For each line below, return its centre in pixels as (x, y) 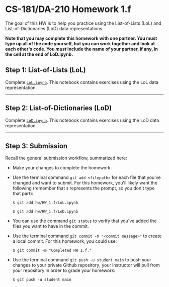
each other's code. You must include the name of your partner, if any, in (82, 49)
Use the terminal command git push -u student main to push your (82, 260)
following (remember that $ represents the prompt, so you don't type (83, 188)
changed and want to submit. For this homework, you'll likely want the (85, 183)
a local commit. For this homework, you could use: (65, 241)
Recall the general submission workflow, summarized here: (66, 158)
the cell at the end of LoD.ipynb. (39, 54)
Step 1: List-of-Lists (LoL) (46, 70)
